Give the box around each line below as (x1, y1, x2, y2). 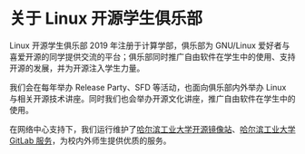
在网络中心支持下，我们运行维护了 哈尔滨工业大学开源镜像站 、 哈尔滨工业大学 (9, 123, 296, 134)
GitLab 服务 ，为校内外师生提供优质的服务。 (9, 135, 172, 146)
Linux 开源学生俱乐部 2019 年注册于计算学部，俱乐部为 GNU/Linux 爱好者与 (9, 40, 290, 51)
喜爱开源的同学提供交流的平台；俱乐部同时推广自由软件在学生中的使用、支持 (9, 51, 296, 62)
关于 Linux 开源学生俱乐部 (9, 8, 202, 29)
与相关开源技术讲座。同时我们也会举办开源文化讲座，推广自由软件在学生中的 (9, 92, 296, 104)
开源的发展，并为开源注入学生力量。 (9, 63, 145, 73)
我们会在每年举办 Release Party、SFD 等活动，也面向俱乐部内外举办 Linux (9, 82, 287, 92)
